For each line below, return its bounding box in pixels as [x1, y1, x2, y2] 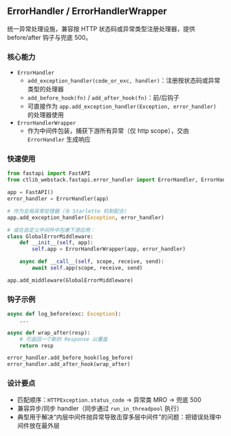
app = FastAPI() [7, 189, 54, 196]
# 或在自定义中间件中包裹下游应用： [7, 226, 96, 233]
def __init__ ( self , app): [19, 239, 94, 246]
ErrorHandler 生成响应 [27, 135, 91, 144]
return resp [19, 342, 54, 349]
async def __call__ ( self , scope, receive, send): [19, 258, 165, 265]
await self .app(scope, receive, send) [32, 265, 143, 272]
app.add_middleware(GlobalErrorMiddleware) [7, 276, 134, 284]
